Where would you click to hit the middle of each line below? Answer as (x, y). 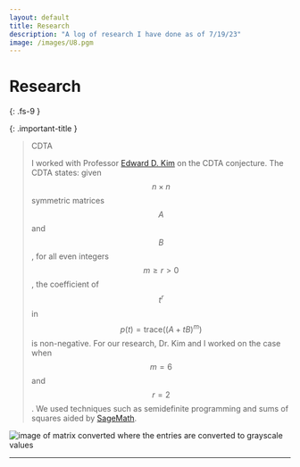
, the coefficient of (65, 284)
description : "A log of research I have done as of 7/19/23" (125, 34)
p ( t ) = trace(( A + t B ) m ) (161, 329)
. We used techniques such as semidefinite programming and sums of (159, 408)
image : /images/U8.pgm (51, 42)
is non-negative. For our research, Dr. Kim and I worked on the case (156, 343)
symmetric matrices (68, 201)
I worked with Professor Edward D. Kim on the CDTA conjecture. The (157, 163)
